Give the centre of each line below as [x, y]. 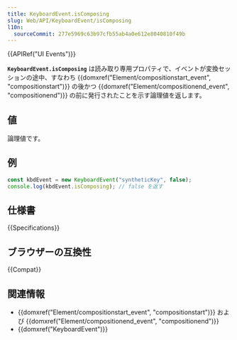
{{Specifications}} [34, 228]
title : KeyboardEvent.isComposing [59, 14]
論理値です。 [26, 139]
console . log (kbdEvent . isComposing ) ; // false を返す [85, 186]
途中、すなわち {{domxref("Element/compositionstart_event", [121, 78]
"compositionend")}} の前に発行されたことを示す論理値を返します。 [106, 95]
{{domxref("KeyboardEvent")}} [63, 329]
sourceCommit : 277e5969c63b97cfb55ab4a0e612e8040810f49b [100, 34]
